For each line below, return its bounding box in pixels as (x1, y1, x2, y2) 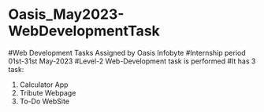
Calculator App (19, 80, 69, 89)
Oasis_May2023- (8, 5, 125, 23)
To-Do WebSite (19, 96, 69, 106)
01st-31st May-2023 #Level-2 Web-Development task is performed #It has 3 (8, 56, 256, 66)
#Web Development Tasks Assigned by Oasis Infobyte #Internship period (8, 48, 246, 57)
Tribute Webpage (19, 88, 76, 97)
